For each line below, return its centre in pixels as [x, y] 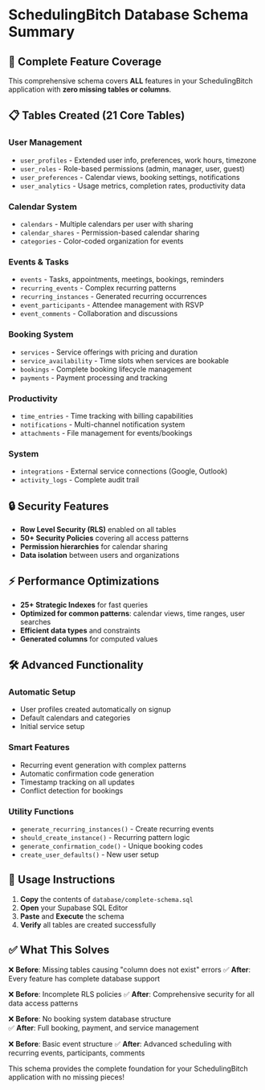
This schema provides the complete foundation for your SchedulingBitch [128, 1068]
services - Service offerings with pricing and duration [109, 352]
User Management [45, 142]
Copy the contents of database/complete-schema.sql [106, 899]
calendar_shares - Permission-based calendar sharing [110, 232]
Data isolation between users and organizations [100, 555]
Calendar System [43, 207]
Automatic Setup [42, 692]
